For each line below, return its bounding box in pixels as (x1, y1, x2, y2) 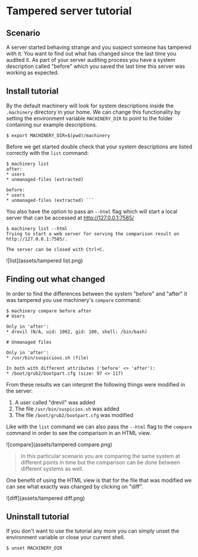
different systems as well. (20, 465, 84, 472)
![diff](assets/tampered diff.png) (6, 494, 85, 502)
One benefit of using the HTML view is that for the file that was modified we (6, 477, 192, 484)
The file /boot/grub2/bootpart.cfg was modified (14, 411, 134, 418)
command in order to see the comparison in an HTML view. (6, 429, 152, 436)
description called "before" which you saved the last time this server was (6, 63, 186, 70)
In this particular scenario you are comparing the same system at (20, 452, 180, 459)
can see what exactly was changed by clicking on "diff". (6, 483, 144, 490)
